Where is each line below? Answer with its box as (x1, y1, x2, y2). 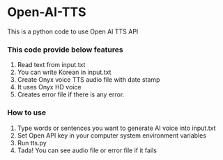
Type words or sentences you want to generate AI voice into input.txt (17, 124, 216, 132)
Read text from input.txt (17, 61, 86, 69)
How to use (7, 108, 47, 117)
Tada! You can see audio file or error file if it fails (17, 146, 157, 154)
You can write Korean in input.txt (17, 68, 111, 77)
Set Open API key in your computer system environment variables (17, 131, 207, 140)
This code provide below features (7, 45, 123, 54)
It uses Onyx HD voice (17, 83, 82, 92)
